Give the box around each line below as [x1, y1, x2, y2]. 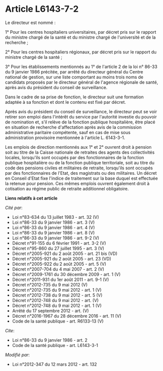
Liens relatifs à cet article [5, 195, 58, 201]
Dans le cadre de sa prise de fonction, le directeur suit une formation [5, 94, 144, 100]
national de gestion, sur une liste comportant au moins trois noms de [5, 74, 143, 80]
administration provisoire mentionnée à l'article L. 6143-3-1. [5, 135, 125, 140]
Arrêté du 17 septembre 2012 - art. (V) [12, 307, 89, 314]
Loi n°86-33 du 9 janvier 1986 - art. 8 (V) [12, 230, 95, 235]
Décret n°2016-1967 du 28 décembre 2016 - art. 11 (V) [12, 313, 121, 319]
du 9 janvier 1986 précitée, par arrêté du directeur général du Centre [5, 69, 143, 74]
